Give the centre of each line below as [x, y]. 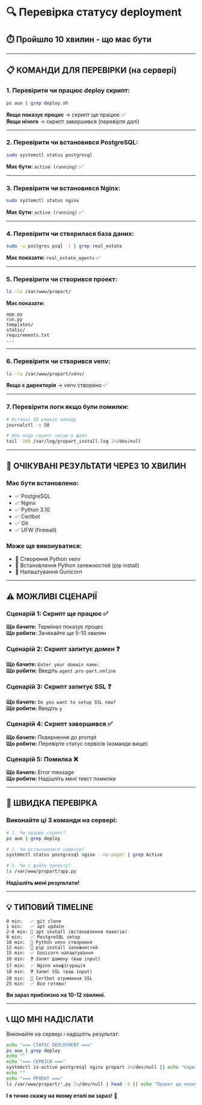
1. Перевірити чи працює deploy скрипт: [68, 90]
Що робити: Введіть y [34, 708]
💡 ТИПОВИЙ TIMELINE [50, 907]
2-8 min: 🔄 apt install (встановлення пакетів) [67, 932]
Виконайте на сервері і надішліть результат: [63, 1034]
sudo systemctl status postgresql [50, 155]
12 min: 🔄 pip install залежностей [52, 947]
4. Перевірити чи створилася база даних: [70, 234]
